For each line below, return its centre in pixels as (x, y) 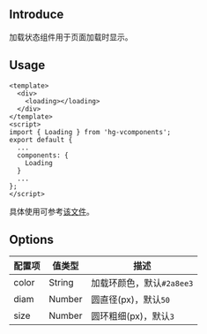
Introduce (37, 15)
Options (32, 240)
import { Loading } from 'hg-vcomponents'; (90, 132)
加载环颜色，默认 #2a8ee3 (142, 284)
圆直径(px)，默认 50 (130, 300)
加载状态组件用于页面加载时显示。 (71, 37)
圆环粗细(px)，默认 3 (133, 316)
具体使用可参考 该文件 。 (52, 211)
